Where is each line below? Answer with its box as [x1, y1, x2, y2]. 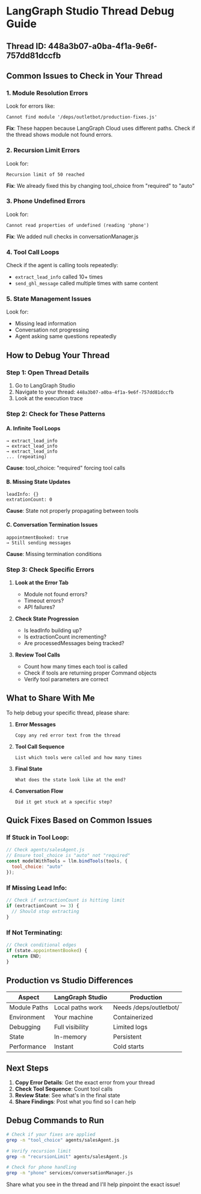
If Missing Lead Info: [6, 883, 67, 892]
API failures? [23, 603, 55, 610]
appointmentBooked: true [6, 534, 69, 540]
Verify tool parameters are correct [23, 675, 109, 682]
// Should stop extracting [11, 908, 79, 914]
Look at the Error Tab [14, 579, 69, 586]
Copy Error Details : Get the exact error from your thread [14, 1079, 155, 1086]
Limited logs [113, 1023, 148, 1032]
